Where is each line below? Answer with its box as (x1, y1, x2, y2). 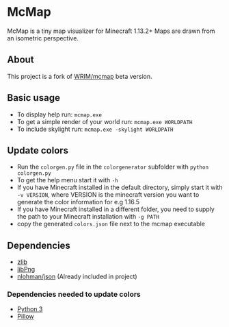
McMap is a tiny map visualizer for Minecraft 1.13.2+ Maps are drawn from (7, 27, 215, 35)
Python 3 (16, 305, 43, 313)
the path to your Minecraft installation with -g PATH (16, 213, 159, 221)
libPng (16, 265, 36, 274)
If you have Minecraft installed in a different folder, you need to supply (16, 205, 215, 213)
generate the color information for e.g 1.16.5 (16, 198, 140, 206)
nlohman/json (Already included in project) (16, 272, 138, 281)
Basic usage (7, 92, 60, 104)
